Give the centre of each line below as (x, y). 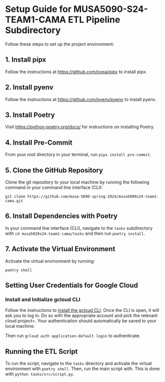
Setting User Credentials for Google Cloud (72, 285)
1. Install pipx (26, 60)
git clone (15, 196)
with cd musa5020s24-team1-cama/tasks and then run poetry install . (75, 233)
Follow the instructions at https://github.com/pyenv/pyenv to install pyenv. (81, 99)
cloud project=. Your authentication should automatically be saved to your (81, 321)
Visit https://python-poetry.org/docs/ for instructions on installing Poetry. (80, 127)
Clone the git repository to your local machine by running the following (77, 182)
